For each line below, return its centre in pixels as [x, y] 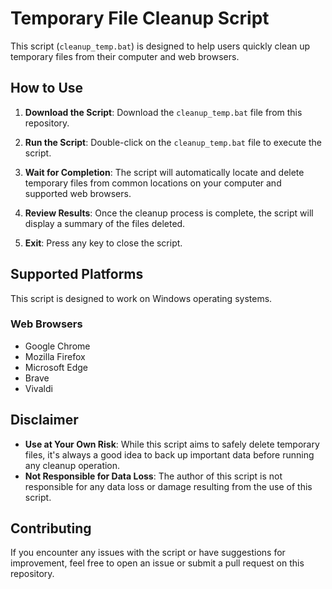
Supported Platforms [77, 274]
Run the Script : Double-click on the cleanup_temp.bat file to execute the [173, 142]
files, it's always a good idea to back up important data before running [169, 454]
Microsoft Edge [56, 367]
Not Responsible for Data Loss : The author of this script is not [153, 476]
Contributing [51, 528]
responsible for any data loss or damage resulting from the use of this [168, 486]
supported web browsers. [78, 193]
